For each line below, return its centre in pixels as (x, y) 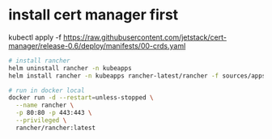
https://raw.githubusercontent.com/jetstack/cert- (145, 37)
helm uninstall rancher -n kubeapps (70, 68)
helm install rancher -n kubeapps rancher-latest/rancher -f (114, 76)
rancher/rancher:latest (55, 128)
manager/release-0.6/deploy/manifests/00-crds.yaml (97, 45)
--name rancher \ (45, 105)
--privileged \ (41, 120)
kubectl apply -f (35, 37)
